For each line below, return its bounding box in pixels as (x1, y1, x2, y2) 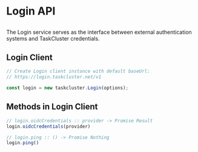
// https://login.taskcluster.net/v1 (6, 74, 102, 80)
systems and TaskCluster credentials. (6, 35, 100, 42)
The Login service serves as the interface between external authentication (6, 28, 192, 36)
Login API (6, 4, 56, 18)
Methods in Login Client (6, 102, 98, 112)
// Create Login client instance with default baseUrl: (6, 68, 150, 74)
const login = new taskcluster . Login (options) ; (6, 85, 129, 91)
